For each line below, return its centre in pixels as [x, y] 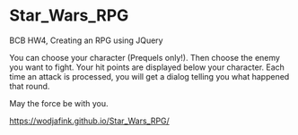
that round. [30, 86]
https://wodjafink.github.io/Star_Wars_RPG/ [90, 121]
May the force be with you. [59, 103]
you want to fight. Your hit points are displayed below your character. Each [147, 67]
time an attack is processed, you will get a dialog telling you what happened [149, 76]
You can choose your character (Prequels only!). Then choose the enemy [145, 57]
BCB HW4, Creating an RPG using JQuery [86, 40]
